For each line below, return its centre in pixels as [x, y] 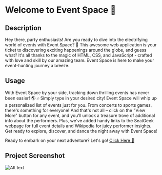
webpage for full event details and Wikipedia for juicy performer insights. [78, 126]
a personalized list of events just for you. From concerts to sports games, [79, 105]
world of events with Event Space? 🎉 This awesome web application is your [81, 45]
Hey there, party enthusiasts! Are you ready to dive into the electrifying [76, 39]
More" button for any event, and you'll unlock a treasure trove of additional [80, 115]
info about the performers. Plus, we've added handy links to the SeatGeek [79, 120]
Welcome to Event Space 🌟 [61, 10]
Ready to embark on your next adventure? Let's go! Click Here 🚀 [70, 140]
